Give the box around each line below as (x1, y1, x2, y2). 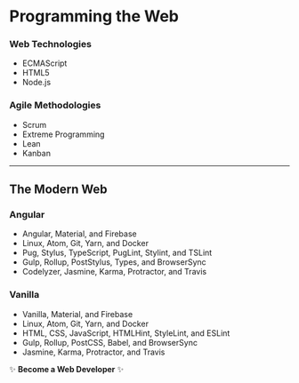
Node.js (21, 77, 52, 88)
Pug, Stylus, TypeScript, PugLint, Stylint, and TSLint (21, 247, 213, 259)
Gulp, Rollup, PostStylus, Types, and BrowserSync (21, 257, 206, 267)
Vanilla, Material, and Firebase (21, 308, 133, 319)
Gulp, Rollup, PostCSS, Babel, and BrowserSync (21, 337, 198, 347)
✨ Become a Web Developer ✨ (9, 363, 125, 374)
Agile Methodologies (9, 100, 101, 112)
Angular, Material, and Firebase (21, 228, 137, 239)
